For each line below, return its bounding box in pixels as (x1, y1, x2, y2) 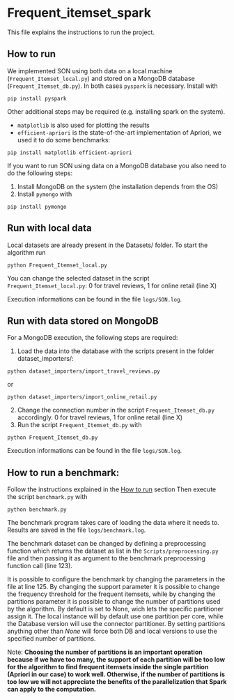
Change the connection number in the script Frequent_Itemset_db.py (17, 406, 214, 415)
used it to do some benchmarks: (17, 135, 110, 144)
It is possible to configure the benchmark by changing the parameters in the (7, 575, 226, 583)
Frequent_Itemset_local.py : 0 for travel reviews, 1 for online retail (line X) (7, 281, 217, 290)
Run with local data (7, 222, 92, 234)
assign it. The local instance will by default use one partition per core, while (7, 612, 224, 620)
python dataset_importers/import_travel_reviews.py (7, 368, 160, 375)
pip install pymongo (7, 203, 68, 210)
